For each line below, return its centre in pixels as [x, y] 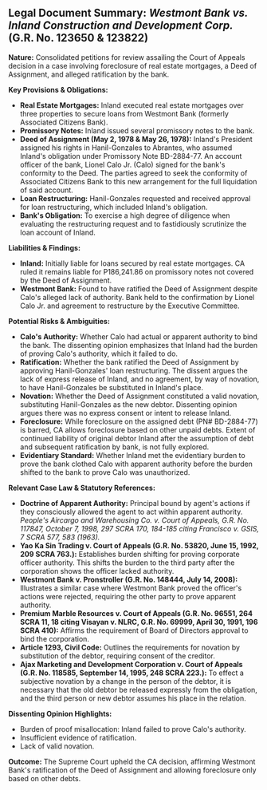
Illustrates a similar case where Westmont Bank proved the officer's [131, 588]
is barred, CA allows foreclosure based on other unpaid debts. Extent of [137, 429]
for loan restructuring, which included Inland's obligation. [114, 207]
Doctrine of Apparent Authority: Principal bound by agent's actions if [135, 503]
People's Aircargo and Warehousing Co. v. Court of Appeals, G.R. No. [134, 520]
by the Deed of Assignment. [66, 280]
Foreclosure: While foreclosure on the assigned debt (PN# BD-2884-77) [139, 421]
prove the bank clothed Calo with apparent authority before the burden [136, 464]
